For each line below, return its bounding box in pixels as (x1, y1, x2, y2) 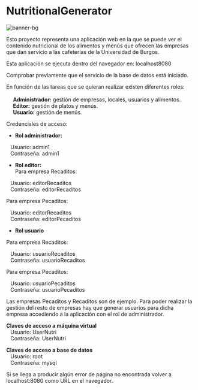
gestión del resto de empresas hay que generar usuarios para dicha (6, 304, 174, 311)
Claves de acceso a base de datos (6, 346, 93, 353)
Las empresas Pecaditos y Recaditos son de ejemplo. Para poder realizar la (6, 298, 193, 305)
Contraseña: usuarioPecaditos (10, 286, 85, 293)
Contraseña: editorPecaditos (10, 215, 81, 222)
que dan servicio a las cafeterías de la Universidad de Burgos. (6, 48, 160, 55)
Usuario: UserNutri (10, 328, 57, 335)
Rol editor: (14, 161, 42, 168)
